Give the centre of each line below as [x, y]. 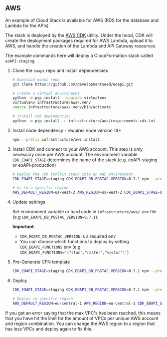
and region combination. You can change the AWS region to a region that [80, 324]
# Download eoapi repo [36, 79]
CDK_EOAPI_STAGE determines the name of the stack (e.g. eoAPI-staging [85, 160]
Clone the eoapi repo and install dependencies [60, 70]
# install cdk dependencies [41, 116]
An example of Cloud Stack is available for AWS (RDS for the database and [82, 20]
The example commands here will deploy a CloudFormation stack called [79, 55]
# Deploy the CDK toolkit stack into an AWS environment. [74, 174]
